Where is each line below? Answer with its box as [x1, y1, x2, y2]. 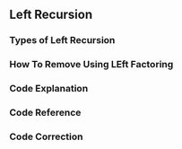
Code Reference [9, 107, 82, 119]
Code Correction [9, 130, 83, 143]
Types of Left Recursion [9, 34, 116, 47]
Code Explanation [9, 83, 89, 95]
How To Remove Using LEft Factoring [9, 58, 174, 71]
